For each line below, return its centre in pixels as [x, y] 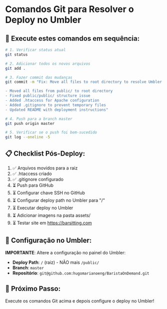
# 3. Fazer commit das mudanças [39, 77]
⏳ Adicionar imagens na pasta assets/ [51, 215]
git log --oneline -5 [28, 137]
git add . [15, 68]
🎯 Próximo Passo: [33, 289]
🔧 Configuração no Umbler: [48, 241]
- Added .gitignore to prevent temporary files [56, 105]
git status [16, 54]
